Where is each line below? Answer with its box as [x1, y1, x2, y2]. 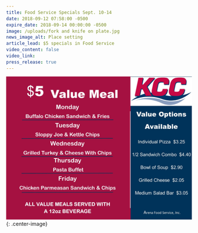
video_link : [6, 53, 35, 59]
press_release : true [6, 59, 57, 65]
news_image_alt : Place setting [6, 34, 83, 41]
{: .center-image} [6, 220, 48, 227]
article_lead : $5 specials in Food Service [6, 41, 115, 46]
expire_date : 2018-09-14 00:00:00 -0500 [6, 22, 107, 28]
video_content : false [6, 47, 60, 53]
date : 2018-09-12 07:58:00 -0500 [6, 15, 88, 22]
